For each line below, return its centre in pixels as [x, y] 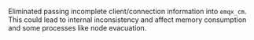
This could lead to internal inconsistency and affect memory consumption [127, 20]
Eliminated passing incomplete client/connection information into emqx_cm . [127, 11]
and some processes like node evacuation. [77, 28]
